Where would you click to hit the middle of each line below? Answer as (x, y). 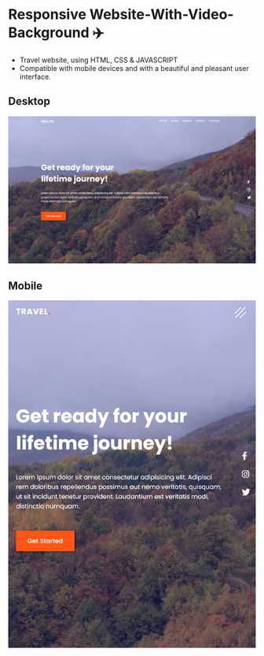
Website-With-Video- (161, 15)
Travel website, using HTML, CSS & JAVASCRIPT (99, 60)
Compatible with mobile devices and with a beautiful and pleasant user (134, 68)
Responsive (47, 15)
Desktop (29, 101)
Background (49, 33)
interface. (35, 76)
